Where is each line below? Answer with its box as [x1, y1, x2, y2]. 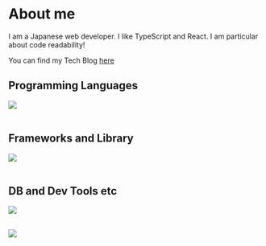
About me [8, 5, 76, 23]
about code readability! [8, 39, 85, 49]
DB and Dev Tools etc [8, 184, 118, 198]
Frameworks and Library [8, 132, 135, 146]
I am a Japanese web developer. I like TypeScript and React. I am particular [8, 31, 259, 41]
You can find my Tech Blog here [8, 55, 114, 65]
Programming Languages [8, 79, 139, 92]
